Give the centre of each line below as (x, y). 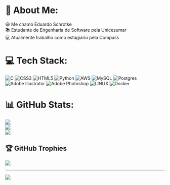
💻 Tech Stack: (36, 61)
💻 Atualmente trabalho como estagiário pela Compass (62, 37)
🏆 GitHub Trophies (36, 148)
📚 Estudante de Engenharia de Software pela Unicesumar (66, 30)
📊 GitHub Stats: (40, 105)
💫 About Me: (32, 10)
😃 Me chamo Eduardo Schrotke (38, 24)
